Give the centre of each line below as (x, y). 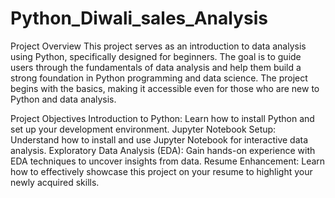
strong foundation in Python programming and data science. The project (159, 78)
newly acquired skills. (55, 182)
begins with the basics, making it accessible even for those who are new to (165, 88)
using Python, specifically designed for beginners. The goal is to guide (156, 56)
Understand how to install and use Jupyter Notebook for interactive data (159, 139)
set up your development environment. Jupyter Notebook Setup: (143, 129)
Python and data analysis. (63, 99)
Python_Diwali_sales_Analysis (139, 18)
